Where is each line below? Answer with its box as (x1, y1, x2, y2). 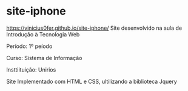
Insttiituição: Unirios (6, 66, 56, 73)
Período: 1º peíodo (6, 42, 53, 50)
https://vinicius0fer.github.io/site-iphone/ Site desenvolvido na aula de (6, 24, 183, 32)
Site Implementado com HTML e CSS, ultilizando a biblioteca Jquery (6, 78, 177, 85)
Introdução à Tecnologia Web (6, 30, 80, 38)
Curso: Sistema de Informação (6, 54, 82, 61)
